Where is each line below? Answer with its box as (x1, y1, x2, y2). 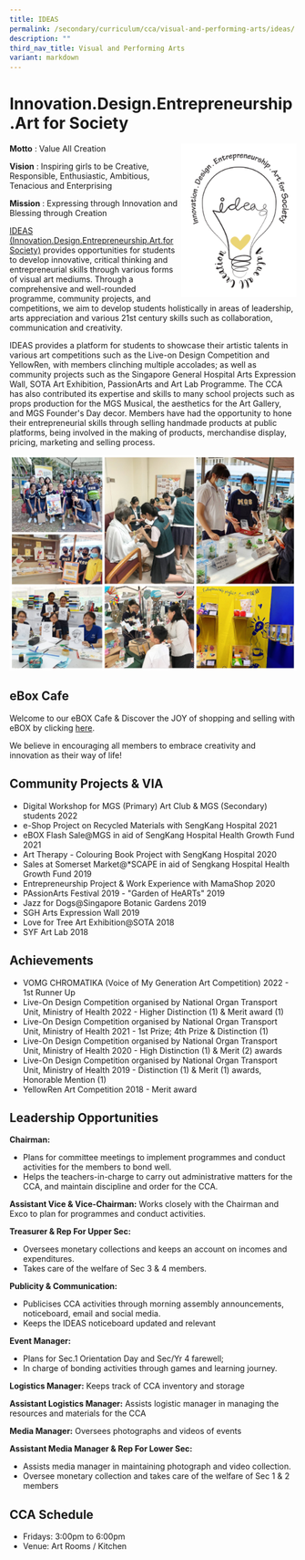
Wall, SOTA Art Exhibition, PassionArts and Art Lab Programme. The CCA (9, 379, 283, 390)
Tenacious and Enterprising (9, 181, 113, 192)
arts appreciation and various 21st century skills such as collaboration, (9, 313, 273, 324)
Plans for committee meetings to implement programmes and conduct (22, 1152, 286, 1163)
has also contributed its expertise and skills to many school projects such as (9, 389, 296, 400)
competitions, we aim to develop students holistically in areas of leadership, (9, 303, 294, 314)
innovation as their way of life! (9, 749, 123, 761)
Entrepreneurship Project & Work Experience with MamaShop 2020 (22, 878, 276, 889)
